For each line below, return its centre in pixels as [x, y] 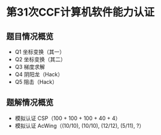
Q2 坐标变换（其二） [40, 59]
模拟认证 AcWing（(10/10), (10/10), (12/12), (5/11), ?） [80, 125]
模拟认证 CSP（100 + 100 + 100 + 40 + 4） [68, 118]
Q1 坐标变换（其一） [40, 52]
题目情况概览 [30, 36]
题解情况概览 [30, 103]
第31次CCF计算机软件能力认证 [80, 12]
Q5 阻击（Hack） [36, 82]
